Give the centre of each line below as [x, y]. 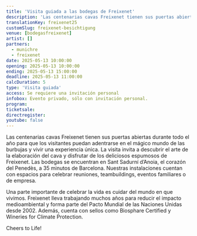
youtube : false [25, 121]
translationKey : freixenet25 [42, 22]
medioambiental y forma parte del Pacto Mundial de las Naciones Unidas [94, 204]
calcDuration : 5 [26, 83]
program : [17, 104]
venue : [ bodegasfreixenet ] [39, 33]
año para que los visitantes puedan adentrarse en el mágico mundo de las [96, 143]
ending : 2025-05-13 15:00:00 [42, 71]
